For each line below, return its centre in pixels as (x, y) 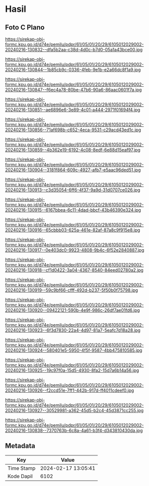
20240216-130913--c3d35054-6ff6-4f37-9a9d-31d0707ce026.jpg (73, 190)
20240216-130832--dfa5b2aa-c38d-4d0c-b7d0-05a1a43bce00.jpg (74, 50)
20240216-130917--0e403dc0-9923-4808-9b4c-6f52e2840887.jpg (75, 250)
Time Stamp (22, 468)
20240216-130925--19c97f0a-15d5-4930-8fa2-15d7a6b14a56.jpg (72, 370)
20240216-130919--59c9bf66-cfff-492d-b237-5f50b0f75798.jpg (72, 290)
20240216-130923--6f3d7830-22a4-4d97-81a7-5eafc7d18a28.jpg (73, 330)
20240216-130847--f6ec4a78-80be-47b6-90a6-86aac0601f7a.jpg (74, 90)
